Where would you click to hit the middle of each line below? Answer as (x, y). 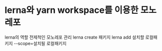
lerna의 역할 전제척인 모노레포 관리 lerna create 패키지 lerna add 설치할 (75, 37)
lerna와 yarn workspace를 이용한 (72, 10)
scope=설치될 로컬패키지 (42, 43)
